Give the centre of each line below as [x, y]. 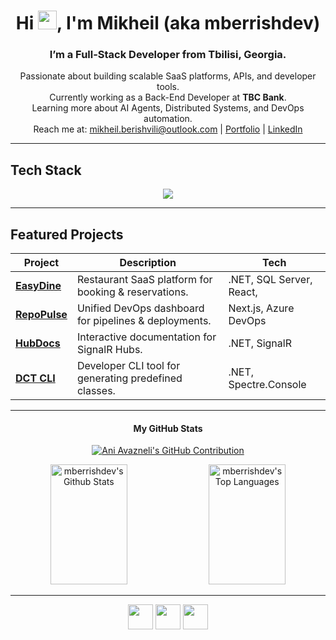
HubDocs [38, 343]
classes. [96, 391]
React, [243, 292]
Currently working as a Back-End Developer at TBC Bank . [168, 97]
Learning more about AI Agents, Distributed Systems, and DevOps [168, 108]
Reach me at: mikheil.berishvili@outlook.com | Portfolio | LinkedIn [168, 129]
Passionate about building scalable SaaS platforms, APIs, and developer [168, 76]
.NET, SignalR [260, 343]
